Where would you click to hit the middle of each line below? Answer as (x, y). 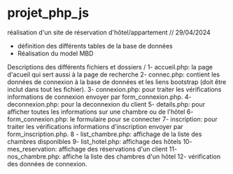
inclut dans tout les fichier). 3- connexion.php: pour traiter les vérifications (114, 89)
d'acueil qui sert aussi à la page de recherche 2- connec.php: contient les (114, 74)
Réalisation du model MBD (55, 53)
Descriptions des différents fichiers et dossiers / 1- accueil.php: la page (110, 67)
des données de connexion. (47, 163)
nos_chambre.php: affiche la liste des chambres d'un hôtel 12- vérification (114, 156)
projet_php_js (48, 13)
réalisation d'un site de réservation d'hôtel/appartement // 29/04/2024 (109, 32)
